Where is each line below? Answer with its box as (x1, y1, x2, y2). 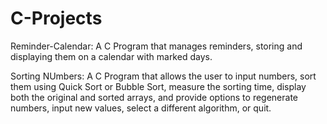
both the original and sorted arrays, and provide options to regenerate (10, 91, 299, 103)
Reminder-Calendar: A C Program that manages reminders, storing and (10, 40, 303, 52)
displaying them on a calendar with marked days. (10, 50, 213, 62)
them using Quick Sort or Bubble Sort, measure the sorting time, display (10, 80, 307, 92)
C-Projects (10, 7, 103, 30)
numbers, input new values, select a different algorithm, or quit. (10, 102, 272, 114)
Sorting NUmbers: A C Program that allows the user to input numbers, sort (10, 70, 317, 82)
